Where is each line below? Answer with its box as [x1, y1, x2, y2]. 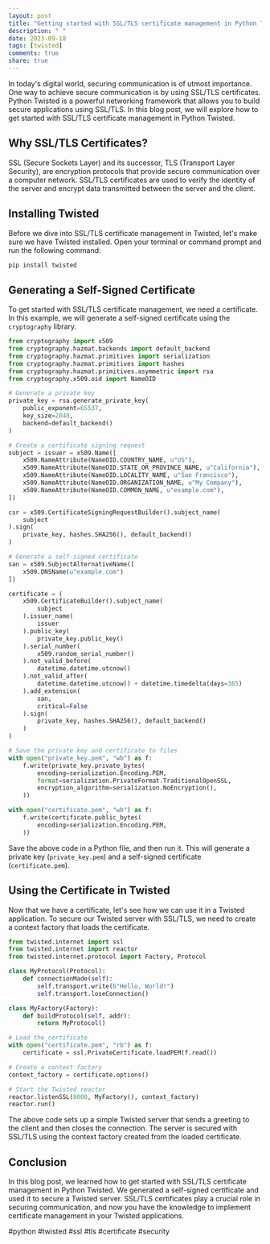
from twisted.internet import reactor [8, 945, 138, 953]
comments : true [8, 49, 59, 57]
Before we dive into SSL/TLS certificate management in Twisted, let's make [8, 228, 258, 238]
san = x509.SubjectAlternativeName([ [8, 560, 135, 568]
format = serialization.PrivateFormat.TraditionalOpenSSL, [37, 777, 231, 785]
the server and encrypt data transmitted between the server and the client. [8, 183, 256, 193]
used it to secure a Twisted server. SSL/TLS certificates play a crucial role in [8, 1194, 261, 1204]
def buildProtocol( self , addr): [22, 1012, 131, 1020]
